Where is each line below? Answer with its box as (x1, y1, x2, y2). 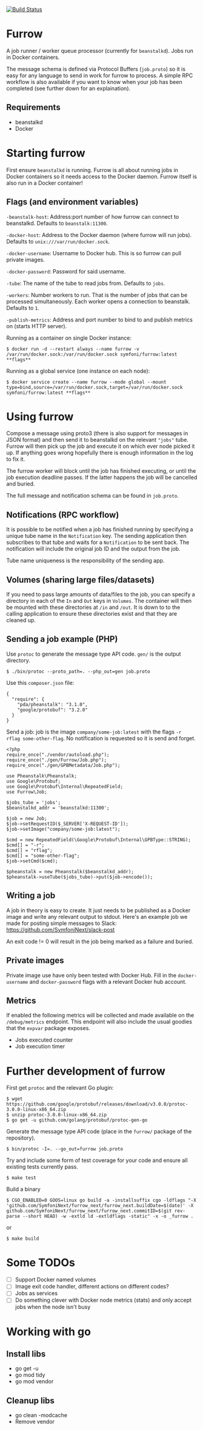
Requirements (6, 102, 61, 112)
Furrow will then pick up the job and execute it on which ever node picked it (6, 442, 195, 450)
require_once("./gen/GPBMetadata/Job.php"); (6, 762, 121, 768)
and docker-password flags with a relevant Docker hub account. (29, 978, 187, 985)
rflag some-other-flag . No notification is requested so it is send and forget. (6, 734, 196, 741)
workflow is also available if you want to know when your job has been (6, 78, 183, 85)
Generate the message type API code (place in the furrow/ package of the (6, 1128, 192, 1135)
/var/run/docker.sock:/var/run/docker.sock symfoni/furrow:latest (6, 351, 178, 357)
